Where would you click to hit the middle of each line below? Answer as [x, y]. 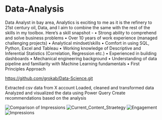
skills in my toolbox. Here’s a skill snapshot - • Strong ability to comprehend [81, 33]
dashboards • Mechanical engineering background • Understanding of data [81, 58]
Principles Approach [26, 69]
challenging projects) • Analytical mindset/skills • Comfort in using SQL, [77, 43]
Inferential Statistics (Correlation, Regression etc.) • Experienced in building [81, 53]
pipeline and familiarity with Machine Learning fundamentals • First [72, 64]
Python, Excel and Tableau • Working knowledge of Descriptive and [73, 48]
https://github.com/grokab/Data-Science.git [49, 78]
